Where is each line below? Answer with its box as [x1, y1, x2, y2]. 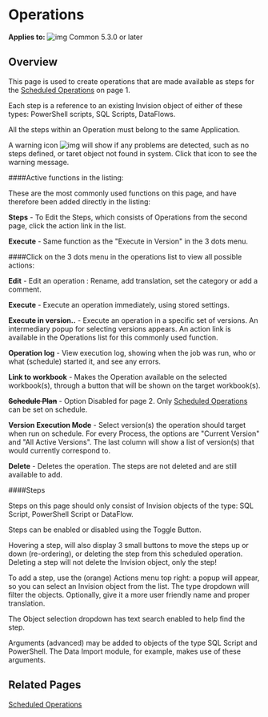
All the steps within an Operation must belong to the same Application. [8, 124, 241, 134]
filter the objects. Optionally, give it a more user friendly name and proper [8, 590, 250, 599]
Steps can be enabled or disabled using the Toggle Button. [8, 525, 202, 534]
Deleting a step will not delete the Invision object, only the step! [8, 557, 218, 566]
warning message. [8, 157, 70, 167]
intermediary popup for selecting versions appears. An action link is [8, 324, 232, 333]
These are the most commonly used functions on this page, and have [8, 188, 238, 198]
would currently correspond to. [8, 445, 110, 455]
